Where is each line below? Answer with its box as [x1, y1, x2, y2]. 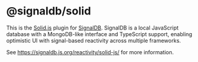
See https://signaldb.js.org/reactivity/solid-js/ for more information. [6, 48, 174, 55]
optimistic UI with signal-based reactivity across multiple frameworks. [6, 37, 181, 44]
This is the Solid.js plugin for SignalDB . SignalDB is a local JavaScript [6, 24, 179, 31]
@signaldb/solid [6, 4, 91, 18]
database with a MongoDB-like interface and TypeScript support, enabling [6, 30, 193, 37]
